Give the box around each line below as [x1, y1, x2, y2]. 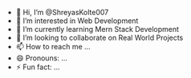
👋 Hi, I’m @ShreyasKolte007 [15, 8, 109, 17]
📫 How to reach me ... [15, 42, 91, 51]
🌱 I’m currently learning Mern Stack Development [15, 25, 179, 33]
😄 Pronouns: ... [15, 53, 68, 63]
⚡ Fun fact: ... [15, 62, 60, 72]
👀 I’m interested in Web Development [15, 16, 139, 25]
